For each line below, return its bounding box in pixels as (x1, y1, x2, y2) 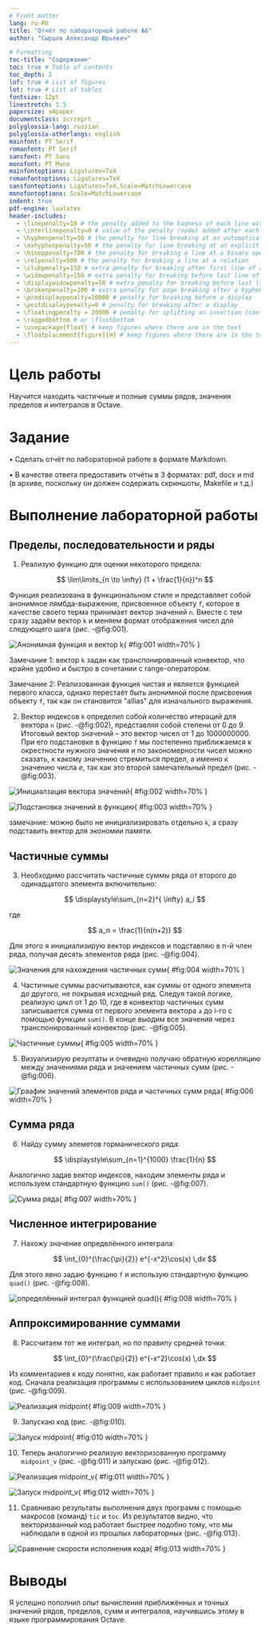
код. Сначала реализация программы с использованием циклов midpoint (9, 1377, 261, 1387)
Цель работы (9, 365, 101, 384)
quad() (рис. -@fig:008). (9, 1278, 90, 1288)
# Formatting (9, 49, 53, 57)
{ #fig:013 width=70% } (149, 1543, 227, 1553)
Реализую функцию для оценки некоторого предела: (20, 559, 202, 569)
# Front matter (9, 11, 60, 20)
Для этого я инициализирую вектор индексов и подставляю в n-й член (9, 941, 252, 951)
